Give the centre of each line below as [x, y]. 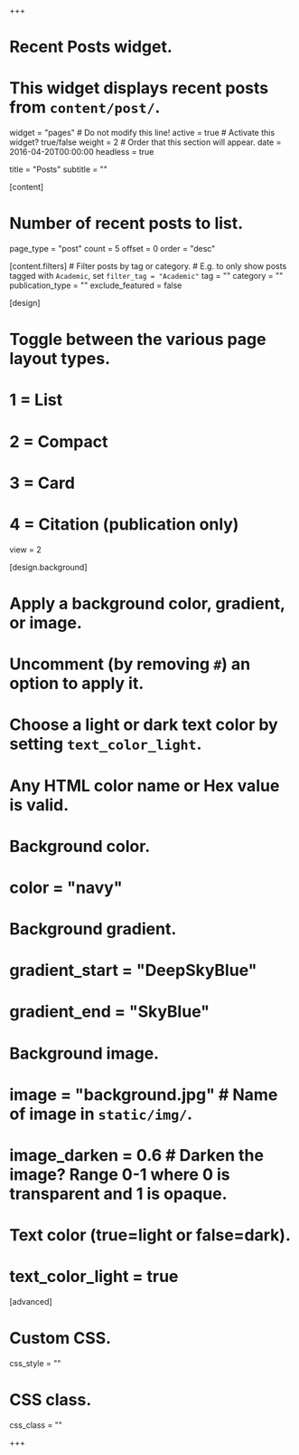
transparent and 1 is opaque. [118, 1194]
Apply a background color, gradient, [147, 603]
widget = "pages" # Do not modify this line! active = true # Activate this [142, 133]
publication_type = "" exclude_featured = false [96, 285]
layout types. [60, 359]
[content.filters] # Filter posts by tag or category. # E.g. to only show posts [148, 266]
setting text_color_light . [106, 744]
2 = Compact [59, 441]
